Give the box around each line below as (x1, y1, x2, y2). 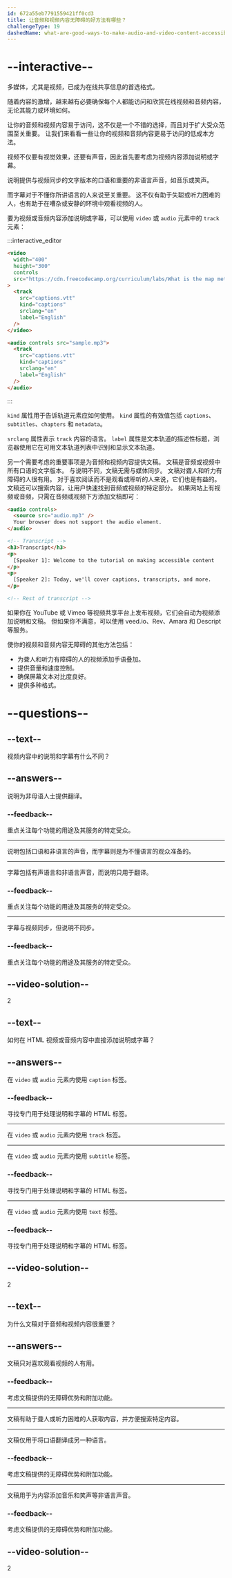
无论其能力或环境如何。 (7, 106, 74, 115)
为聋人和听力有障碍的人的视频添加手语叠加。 (17, 655, 145, 663)
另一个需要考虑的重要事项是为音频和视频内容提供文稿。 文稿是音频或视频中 (7, 457, 221, 466)
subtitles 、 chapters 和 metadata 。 (7, 419, 106, 428)
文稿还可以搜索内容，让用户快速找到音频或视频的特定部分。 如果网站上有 (7, 483, 215, 492)
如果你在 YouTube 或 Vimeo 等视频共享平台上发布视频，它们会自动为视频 (7, 608, 215, 617)
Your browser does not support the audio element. (13, 519, 162, 526)
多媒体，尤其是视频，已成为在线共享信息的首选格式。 (7, 83, 159, 91)
